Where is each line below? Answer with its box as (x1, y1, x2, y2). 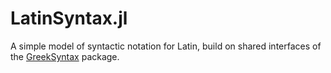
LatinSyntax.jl (10, 7, 128, 30)
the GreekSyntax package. (10, 50, 120, 62)
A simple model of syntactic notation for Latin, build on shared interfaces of (10, 40, 322, 52)
